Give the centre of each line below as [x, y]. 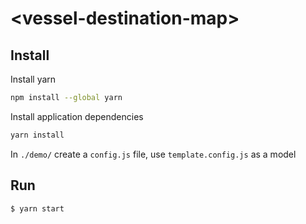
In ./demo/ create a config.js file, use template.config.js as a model [153, 154]
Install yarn [33, 79]
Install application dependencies [77, 116]
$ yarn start [37, 208]
